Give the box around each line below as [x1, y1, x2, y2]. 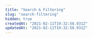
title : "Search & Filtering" [5, 7, 66, 12]
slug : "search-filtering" [5, 12, 59, 17]
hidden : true [5, 16, 32, 21]
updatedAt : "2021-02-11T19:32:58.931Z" [5, 26, 88, 31]
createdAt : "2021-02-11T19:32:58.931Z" [5, 21, 88, 26]
